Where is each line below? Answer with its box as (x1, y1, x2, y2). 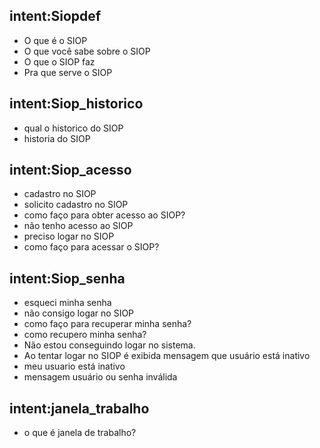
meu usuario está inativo (23, 360, 126, 373)
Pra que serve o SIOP (23, 66, 113, 78)
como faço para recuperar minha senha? (23, 318, 192, 330)
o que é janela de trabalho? (23, 427, 137, 439)
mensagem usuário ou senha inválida (23, 371, 178, 383)
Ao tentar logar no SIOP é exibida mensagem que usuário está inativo (23, 350, 311, 362)
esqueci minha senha (23, 297, 112, 309)
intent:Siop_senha (9, 270, 126, 287)
